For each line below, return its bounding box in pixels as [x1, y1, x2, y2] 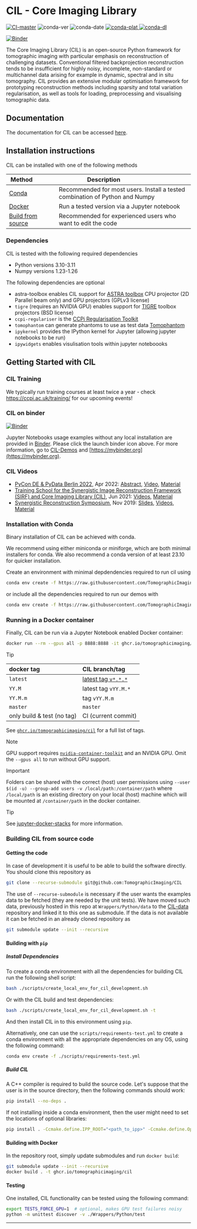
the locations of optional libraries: [6, 1115, 87, 1122]
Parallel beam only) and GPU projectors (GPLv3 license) [14, 297, 150, 304]
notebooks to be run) [14, 334, 66, 341]
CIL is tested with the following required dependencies [6, 250, 138, 257]
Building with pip [6, 940, 48, 947]
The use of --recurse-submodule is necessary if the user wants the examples [6, 891, 191, 898]
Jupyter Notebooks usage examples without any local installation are [6, 433, 173, 441]
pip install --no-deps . [6, 1098, 67, 1105]
